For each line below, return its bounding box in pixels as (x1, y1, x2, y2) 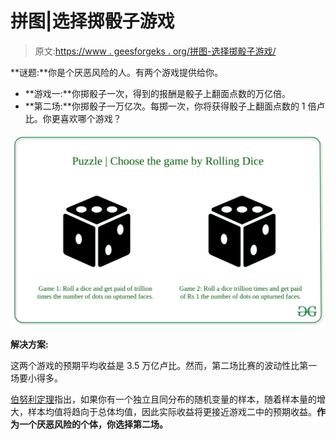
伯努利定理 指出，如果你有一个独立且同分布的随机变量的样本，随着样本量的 (10, 393, 317, 405)
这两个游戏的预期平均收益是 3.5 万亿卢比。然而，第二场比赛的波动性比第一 (10, 359, 318, 371)
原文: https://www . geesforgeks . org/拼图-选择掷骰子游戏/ (34, 45, 277, 57)
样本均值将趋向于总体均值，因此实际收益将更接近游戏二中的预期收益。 (27, 405, 317, 417)
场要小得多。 (10, 372, 63, 384)
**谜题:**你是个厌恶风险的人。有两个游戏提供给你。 (10, 66, 224, 78)
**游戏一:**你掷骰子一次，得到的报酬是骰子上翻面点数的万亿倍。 (24, 87, 291, 99)
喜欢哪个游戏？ (59, 112, 122, 124)
